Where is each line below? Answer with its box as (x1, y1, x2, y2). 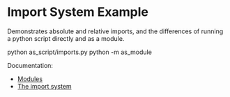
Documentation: (7, 61, 54, 69)
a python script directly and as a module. (7, 34, 125, 42)
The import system (17, 82, 72, 90)
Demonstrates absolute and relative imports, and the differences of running (7, 27, 224, 35)
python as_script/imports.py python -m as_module (7, 48, 152, 56)
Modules (17, 74, 43, 83)
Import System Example (7, 4, 148, 20)
